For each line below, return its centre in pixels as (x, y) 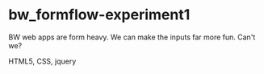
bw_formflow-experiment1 (99, 15)
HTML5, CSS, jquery (42, 61)
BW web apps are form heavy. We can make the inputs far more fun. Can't (132, 37)
